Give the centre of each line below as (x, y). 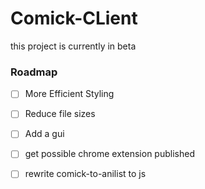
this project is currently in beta (73, 46)
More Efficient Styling (69, 94)
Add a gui (44, 134)
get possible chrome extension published (109, 154)
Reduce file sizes (60, 114)
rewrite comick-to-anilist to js (85, 174)
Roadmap (34, 72)
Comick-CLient (74, 18)
